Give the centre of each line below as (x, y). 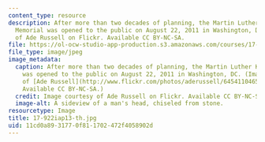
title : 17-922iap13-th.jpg (52, 118)
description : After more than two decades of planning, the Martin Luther (134, 23)
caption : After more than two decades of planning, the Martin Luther (134, 67)
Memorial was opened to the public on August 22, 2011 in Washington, (134, 30)
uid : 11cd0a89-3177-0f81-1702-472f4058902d (81, 125)
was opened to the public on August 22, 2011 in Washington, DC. (132, 74)
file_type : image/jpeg (45, 52)
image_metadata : (35, 60)
